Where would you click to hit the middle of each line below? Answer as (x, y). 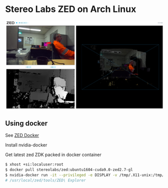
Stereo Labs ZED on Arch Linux (71, 9)
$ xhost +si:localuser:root (34, 164)
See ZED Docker (22, 135)
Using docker (26, 123)
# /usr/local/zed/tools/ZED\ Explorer (45, 180)
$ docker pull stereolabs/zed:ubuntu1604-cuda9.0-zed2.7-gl (69, 169)
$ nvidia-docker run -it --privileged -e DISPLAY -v (61, 175)
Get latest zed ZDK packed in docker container (53, 155)
